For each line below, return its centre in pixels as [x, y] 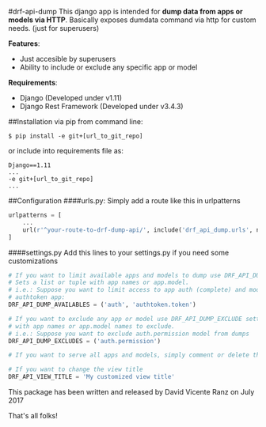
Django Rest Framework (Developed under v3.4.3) [101, 106]
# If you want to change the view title [76, 370]
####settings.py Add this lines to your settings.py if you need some [119, 252]
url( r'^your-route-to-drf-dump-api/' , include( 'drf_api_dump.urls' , [138, 230]
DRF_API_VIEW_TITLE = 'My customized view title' [92, 377]
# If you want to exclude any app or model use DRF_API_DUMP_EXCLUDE [125, 319]
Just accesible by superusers [68, 59]
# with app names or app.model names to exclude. [92, 326]
